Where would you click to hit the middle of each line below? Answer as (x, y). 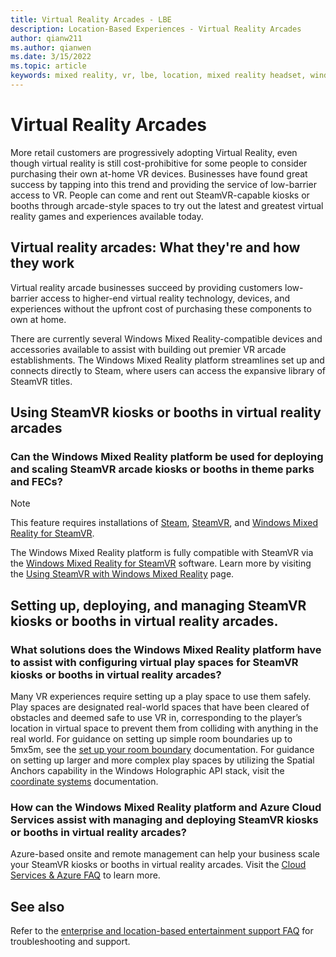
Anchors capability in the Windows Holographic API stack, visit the (147, 770)
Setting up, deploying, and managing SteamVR (158, 605)
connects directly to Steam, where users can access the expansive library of (168, 370)
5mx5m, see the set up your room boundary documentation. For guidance (162, 749)
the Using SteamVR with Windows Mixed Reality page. (122, 574)
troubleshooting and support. (70, 942)
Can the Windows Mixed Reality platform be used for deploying (167, 456)
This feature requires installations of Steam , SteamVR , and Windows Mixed (164, 523)
